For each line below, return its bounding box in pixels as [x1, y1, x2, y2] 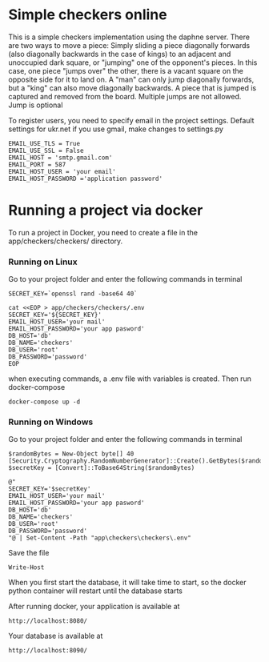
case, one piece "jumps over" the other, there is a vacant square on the [8, 66, 244, 75]
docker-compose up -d [8, 398, 81, 406]
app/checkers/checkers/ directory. [8, 236, 123, 246]
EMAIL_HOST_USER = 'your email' [8, 167, 116, 175]
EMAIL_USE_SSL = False [8, 146, 84, 154]
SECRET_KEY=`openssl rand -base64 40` [8, 290, 138, 298]
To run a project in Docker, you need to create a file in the [8, 227, 199, 237]
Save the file [8, 548, 50, 558]
